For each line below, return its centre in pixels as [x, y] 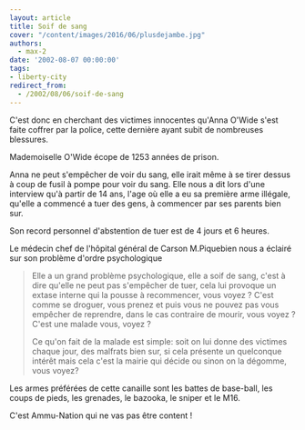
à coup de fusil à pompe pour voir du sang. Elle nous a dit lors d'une [137, 184]
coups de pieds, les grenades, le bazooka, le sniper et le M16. [125, 397]
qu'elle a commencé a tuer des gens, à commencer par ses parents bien [145, 203]
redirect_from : [38, 85]
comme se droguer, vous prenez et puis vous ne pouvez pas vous [155, 305]
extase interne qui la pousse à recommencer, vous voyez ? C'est [153, 295]
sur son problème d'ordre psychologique [86, 258]
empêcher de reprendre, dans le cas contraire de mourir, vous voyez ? [163, 314]
